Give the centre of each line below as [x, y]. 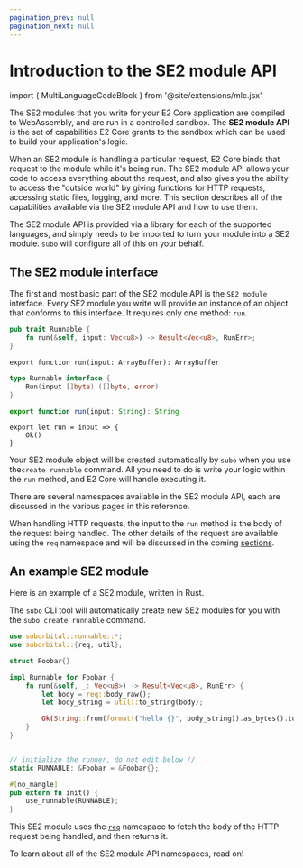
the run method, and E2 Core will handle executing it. [108, 480]
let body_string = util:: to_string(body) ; [123, 703]
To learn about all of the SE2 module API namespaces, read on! [127, 854]
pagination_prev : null [52, 18]
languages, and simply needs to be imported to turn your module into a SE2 [150, 234]
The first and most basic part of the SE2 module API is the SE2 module [138, 294]
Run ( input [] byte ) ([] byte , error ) [92, 387]
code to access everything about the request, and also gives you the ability [149, 178]
